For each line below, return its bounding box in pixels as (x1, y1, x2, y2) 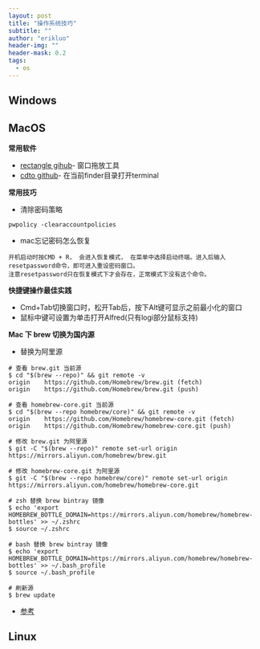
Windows (8, 94, 57, 108)
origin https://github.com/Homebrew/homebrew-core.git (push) (8, 422, 231, 430)
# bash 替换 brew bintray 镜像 (8, 540, 108, 549)
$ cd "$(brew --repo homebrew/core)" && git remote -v (8, 407, 196, 416)
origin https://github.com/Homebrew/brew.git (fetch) (8, 378, 203, 386)
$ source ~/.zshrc (8, 525, 70, 533)
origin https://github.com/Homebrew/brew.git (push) (8, 385, 199, 394)
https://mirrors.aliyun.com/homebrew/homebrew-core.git (8, 481, 199, 489)
